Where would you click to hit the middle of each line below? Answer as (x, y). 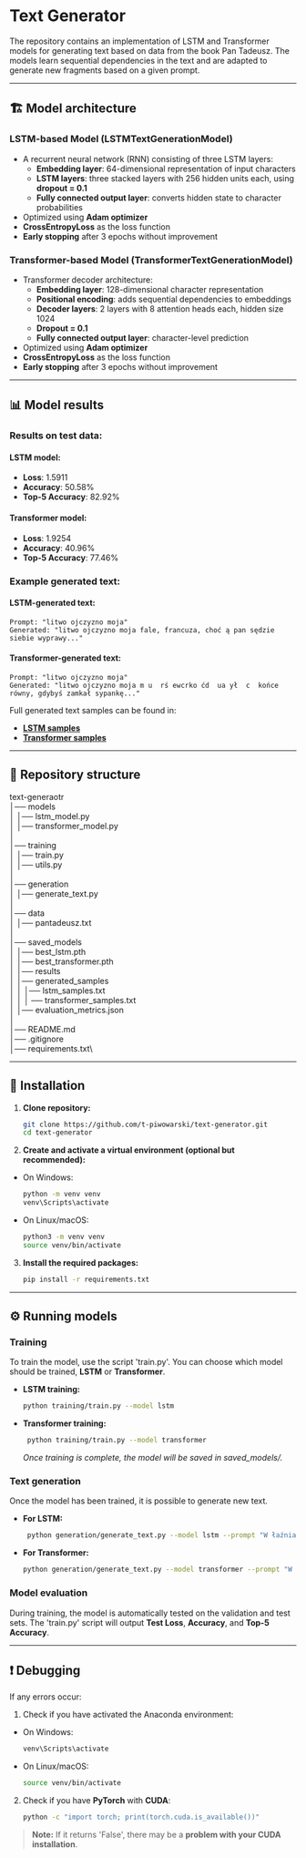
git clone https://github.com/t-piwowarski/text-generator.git (145, 1124)
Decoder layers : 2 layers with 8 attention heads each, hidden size (160, 308)
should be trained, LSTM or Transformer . (87, 1371)
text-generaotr (37, 796)
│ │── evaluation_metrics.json (67, 1010)
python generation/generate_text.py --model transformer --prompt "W (158, 1570)
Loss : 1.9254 (47, 538)
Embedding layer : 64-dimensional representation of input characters (166, 169)
